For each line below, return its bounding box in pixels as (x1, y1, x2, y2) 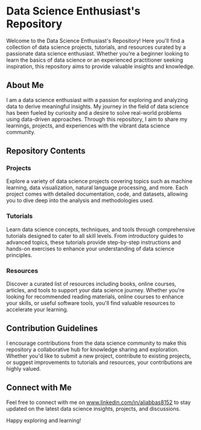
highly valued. (6, 365, 41, 372)
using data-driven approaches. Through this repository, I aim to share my (6, 115, 188, 123)
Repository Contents (6, 146, 86, 156)
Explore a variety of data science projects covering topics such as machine (6, 178, 193, 185)
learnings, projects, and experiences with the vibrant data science (6, 122, 170, 129)
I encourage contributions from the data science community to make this (6, 339, 187, 347)
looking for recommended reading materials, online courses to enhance (6, 293, 184, 300)
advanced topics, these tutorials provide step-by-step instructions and (6, 239, 181, 246)
